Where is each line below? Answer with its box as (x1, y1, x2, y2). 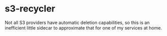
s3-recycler (5, 3, 55, 14)
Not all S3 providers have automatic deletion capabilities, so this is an (5, 19, 150, 25)
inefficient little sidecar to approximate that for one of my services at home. (5, 24, 162, 30)
